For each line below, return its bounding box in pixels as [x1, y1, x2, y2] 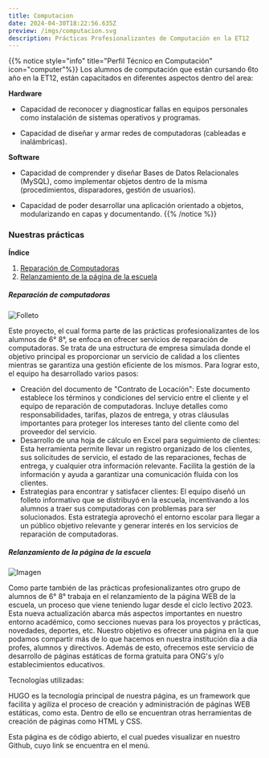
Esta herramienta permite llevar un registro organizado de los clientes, [19, 443, 253, 454]
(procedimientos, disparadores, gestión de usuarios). [19, 185, 196, 195]
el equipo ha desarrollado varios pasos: [8, 369, 139, 378]
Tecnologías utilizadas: [8, 675, 84, 685]
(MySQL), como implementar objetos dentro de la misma [19, 177, 208, 186]
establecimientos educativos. [8, 660, 106, 670]
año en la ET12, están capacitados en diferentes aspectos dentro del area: [8, 73, 254, 83]
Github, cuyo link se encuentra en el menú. [8, 740, 150, 751]
